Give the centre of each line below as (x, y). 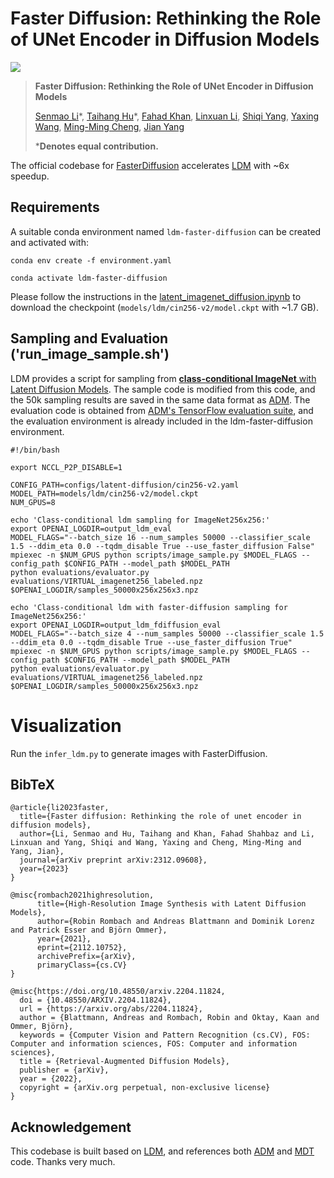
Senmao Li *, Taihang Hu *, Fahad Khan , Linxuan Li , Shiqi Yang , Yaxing (177, 116)
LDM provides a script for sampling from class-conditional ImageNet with (163, 378)
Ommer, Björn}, (42, 1027)
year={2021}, (64, 939)
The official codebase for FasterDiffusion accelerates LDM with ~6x (150, 165)
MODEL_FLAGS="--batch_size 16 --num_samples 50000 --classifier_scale (160, 537)
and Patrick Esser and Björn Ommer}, (89, 930)
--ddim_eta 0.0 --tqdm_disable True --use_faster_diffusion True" (151, 642)
